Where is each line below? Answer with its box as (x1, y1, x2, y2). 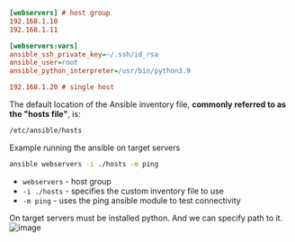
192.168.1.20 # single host (9, 83, 115, 92)
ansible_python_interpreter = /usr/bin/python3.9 (9, 67, 192, 76)
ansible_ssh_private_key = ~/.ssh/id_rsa (9, 49, 159, 58)
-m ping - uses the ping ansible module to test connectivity (22, 194, 241, 206)
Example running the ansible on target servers (9, 142, 181, 153)
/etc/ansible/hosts (9, 126, 83, 135)
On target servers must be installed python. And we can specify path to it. (9, 212, 283, 223)
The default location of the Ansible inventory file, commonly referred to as (9, 99, 286, 110)
